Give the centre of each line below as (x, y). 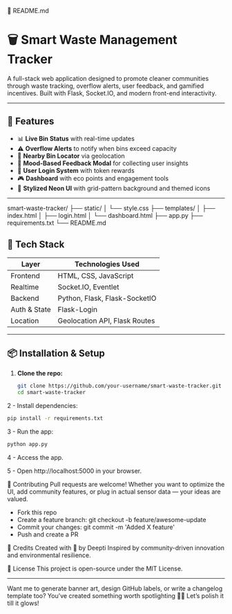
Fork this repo (37, 512)
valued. (18, 499)
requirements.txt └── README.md (57, 223)
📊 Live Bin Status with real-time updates (76, 138)
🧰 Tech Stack (36, 244)
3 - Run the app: (30, 431)
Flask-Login (78, 309)
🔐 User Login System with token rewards (76, 170)
